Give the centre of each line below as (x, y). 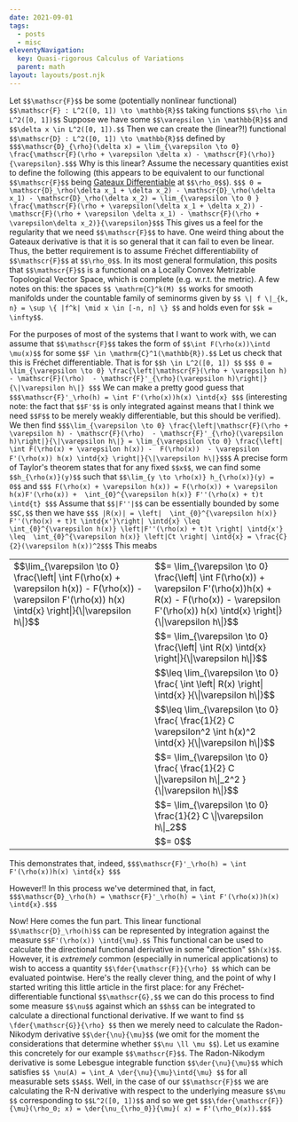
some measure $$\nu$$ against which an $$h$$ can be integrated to (132, 1006)
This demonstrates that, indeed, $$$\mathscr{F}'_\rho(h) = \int (128, 863)
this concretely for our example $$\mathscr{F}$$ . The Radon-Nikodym (137, 1053)
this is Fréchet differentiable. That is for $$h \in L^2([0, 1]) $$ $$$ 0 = (141, 362)
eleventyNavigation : (47, 51)
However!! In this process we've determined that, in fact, (112, 888)
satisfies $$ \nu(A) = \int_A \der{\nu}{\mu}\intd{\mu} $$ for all (128, 1071)
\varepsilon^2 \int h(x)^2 (205, 731)
